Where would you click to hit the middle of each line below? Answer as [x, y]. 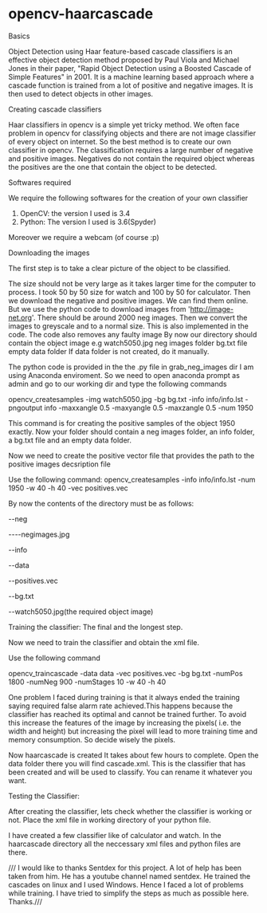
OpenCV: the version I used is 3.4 [75, 213]
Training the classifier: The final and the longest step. [96, 627]
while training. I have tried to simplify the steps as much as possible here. [129, 893]
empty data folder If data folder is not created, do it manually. [109, 351]
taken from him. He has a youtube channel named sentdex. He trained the [130, 876]
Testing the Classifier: [44, 796]
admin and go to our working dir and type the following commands [118, 384]
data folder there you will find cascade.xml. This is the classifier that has [127, 763]
